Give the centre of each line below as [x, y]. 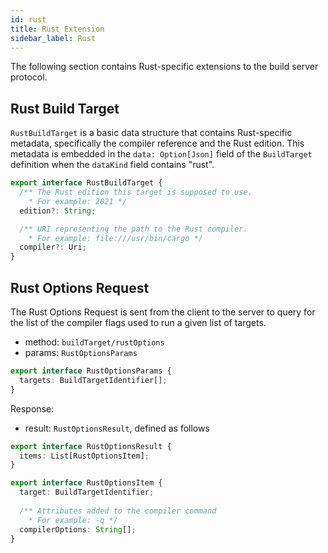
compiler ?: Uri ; [53, 247]
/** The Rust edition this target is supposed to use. [136, 192]
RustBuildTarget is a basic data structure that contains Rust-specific [151, 133]
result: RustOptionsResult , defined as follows [117, 428]
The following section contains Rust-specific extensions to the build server [164, 67]
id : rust [28, 19]
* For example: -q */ [73, 520]
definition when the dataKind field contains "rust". [112, 165]
